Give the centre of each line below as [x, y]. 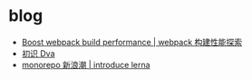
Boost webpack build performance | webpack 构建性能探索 [132, 42]
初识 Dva [38, 53]
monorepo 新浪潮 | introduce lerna [86, 64]
